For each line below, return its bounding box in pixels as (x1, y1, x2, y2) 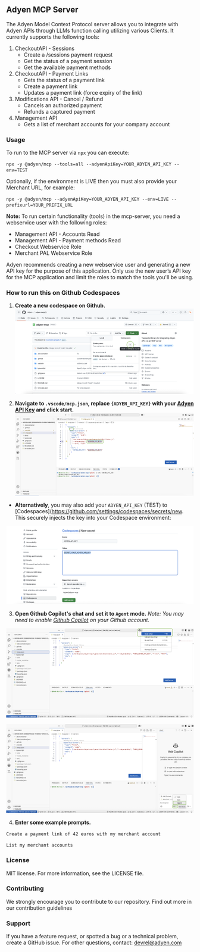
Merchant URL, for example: (6, 184, 76, 191)
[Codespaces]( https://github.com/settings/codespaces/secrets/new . (14, 508, 184, 515)
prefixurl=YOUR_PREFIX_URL (6, 202, 73, 208)
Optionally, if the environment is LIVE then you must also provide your (6, 178, 177, 185)
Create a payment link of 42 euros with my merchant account (6, 831, 161, 837)
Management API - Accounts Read (14, 230, 100, 238)
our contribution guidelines (6, 904, 73, 912)
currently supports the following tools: (6, 33, 100, 40)
